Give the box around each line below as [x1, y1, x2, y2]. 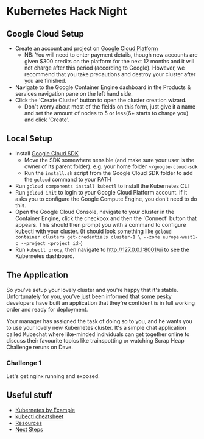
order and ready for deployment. [6, 305, 88, 313]
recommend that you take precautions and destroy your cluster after [24, 71, 196, 77]
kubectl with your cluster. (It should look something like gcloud [15, 227, 172, 235]
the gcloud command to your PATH [24, 176, 111, 183]
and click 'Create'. [24, 116, 70, 123]
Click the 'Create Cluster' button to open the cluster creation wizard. [15, 96, 187, 104]
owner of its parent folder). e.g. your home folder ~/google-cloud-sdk [24, 163, 198, 170]
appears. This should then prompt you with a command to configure [15, 221, 186, 228]
